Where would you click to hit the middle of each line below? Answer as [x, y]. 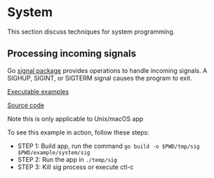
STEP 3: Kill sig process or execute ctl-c [75, 167]
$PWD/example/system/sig [54, 152]
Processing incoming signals [72, 54]
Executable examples [38, 91]
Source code [26, 105]
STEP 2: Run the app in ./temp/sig [67, 159]
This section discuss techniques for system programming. [91, 32]
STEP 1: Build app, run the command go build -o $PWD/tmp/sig [108, 146]
